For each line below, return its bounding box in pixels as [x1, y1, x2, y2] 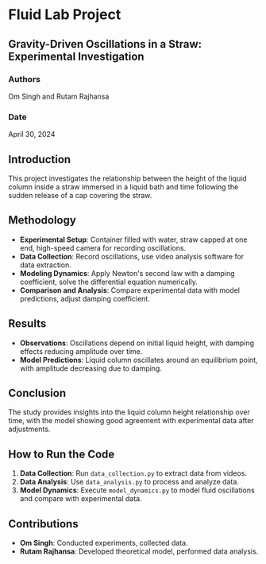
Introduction [8, 153, 71, 166]
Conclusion [8, 387, 67, 399]
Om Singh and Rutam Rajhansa [8, 91, 110, 101]
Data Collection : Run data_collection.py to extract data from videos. [19, 469, 248, 478]
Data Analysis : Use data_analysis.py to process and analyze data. [19, 477, 240, 487]
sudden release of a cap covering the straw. [8, 190, 152, 200]
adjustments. [8, 424, 51, 434]
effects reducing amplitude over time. [19, 346, 143, 356]
